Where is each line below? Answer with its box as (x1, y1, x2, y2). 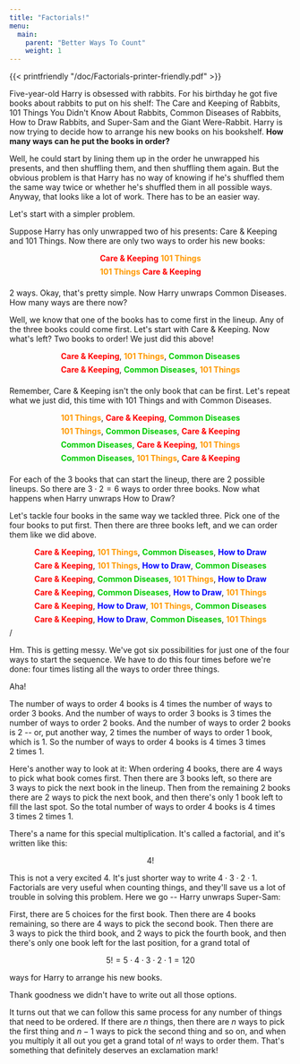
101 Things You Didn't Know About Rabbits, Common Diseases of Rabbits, (9, 107, 282, 118)
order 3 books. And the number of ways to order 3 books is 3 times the (9, 708, 271, 719)
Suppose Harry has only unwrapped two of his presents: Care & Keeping (9, 226, 278, 237)
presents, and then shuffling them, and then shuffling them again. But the (9, 163, 279, 174)
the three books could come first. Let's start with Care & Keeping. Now (9, 324, 270, 335)
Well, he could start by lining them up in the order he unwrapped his (9, 153, 260, 164)
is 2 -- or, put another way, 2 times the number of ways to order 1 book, (9, 727, 273, 738)
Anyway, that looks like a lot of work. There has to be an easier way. (9, 192, 261, 202)
